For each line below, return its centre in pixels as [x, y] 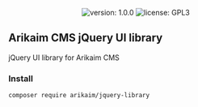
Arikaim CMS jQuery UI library [86, 38]
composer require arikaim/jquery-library [79, 96]
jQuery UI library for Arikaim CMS [64, 58]
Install [21, 79]
